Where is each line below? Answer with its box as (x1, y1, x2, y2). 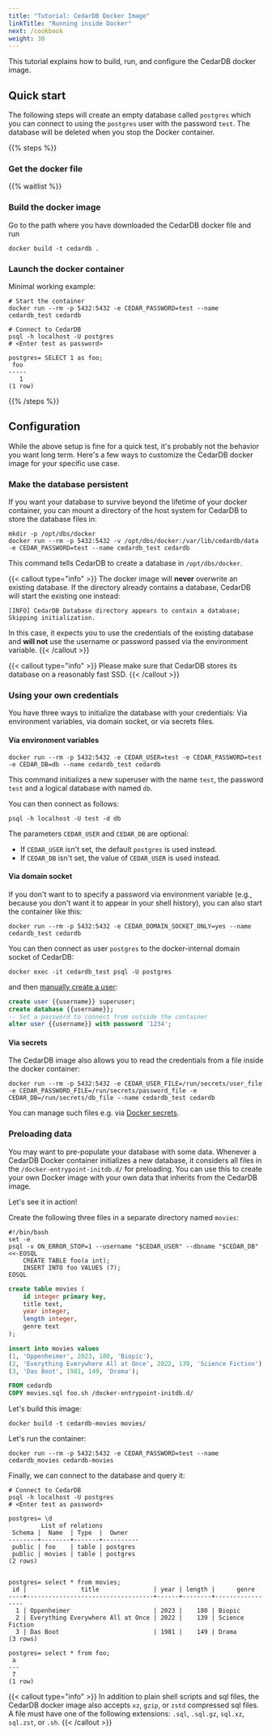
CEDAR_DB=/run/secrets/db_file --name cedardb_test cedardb (8, 1094, 216, 1102)
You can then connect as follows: (8, 799, 120, 808)
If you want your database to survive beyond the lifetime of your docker (8, 497, 248, 507)
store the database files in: (8, 515, 97, 524)
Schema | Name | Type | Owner (11, 1529, 129, 1538)
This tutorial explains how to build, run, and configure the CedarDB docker (8, 57, 257, 66)
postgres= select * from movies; (8, 1579, 121, 1587)
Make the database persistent (8, 478, 129, 490)
